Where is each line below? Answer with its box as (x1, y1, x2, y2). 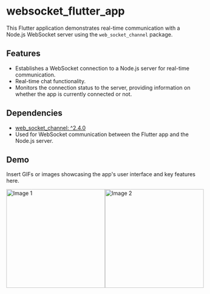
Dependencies (6, 108, 63, 118)
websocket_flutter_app (6, 4, 126, 18)
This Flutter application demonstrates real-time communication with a (6, 24, 180, 32)
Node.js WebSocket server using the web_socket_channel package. (6, 30, 173, 38)
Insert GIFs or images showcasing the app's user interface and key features (6, 171, 196, 178)
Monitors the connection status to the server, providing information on (15, 84, 191, 91)
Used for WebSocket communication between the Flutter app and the (15, 131, 189, 138)
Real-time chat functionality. (15, 77, 86, 84)
